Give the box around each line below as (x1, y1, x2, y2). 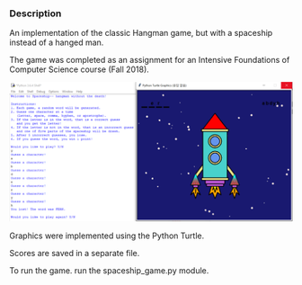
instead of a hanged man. (9, 37, 104, 48)
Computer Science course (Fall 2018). (9, 64, 150, 75)
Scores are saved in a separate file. (9, 247, 140, 258)
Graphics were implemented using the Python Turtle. (9, 230, 205, 241)
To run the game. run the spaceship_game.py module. (9, 264, 209, 276)
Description (9, 7, 62, 20)
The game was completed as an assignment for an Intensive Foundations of (9, 55, 290, 66)
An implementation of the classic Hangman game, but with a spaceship (9, 28, 273, 39)
